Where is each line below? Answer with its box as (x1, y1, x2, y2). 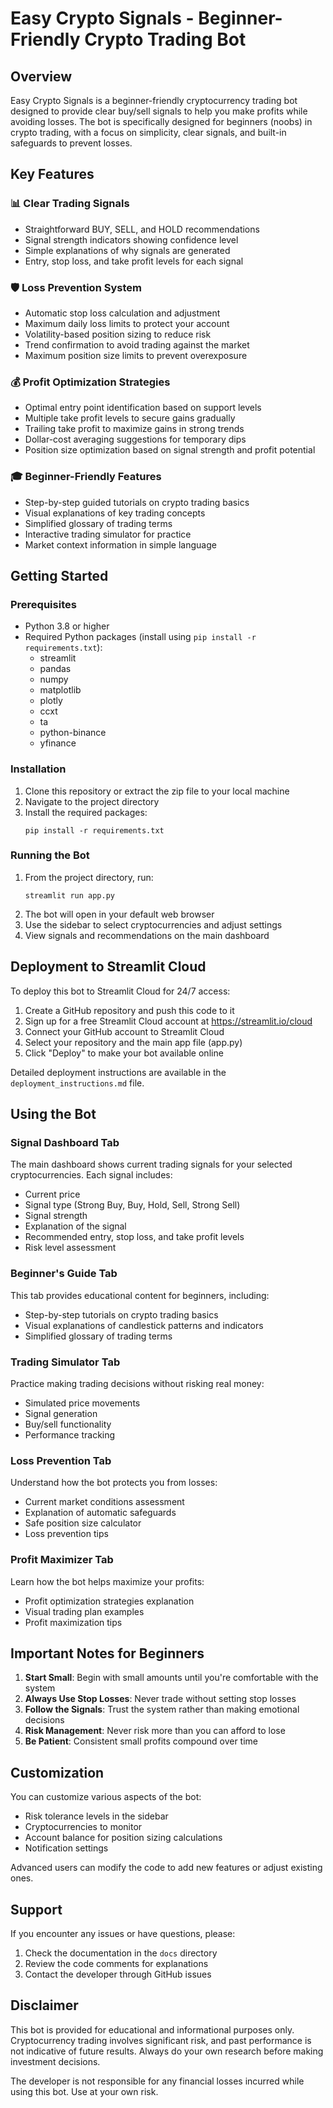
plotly (39, 695, 63, 707)
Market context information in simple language (24, 538, 217, 551)
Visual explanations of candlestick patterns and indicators (24, 1319, 264, 1331)
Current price (24, 1188, 81, 1201)
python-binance (39, 727, 107, 739)
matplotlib (39, 684, 82, 696)
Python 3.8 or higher (24, 620, 110, 632)
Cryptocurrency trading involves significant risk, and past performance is (10, 2034, 312, 2046)
